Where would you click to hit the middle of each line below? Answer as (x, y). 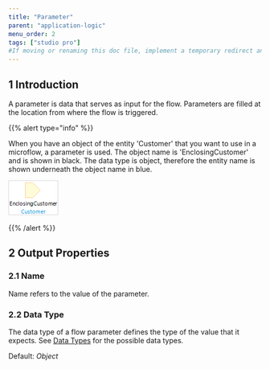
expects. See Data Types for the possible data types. (96, 340)
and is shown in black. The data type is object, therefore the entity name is (132, 160)
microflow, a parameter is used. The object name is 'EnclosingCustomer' (129, 152)
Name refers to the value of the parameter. (79, 293)
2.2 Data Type (36, 314)
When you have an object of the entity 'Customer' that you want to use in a (133, 143)
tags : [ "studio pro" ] (45, 43)
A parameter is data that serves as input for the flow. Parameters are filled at (135, 104)
